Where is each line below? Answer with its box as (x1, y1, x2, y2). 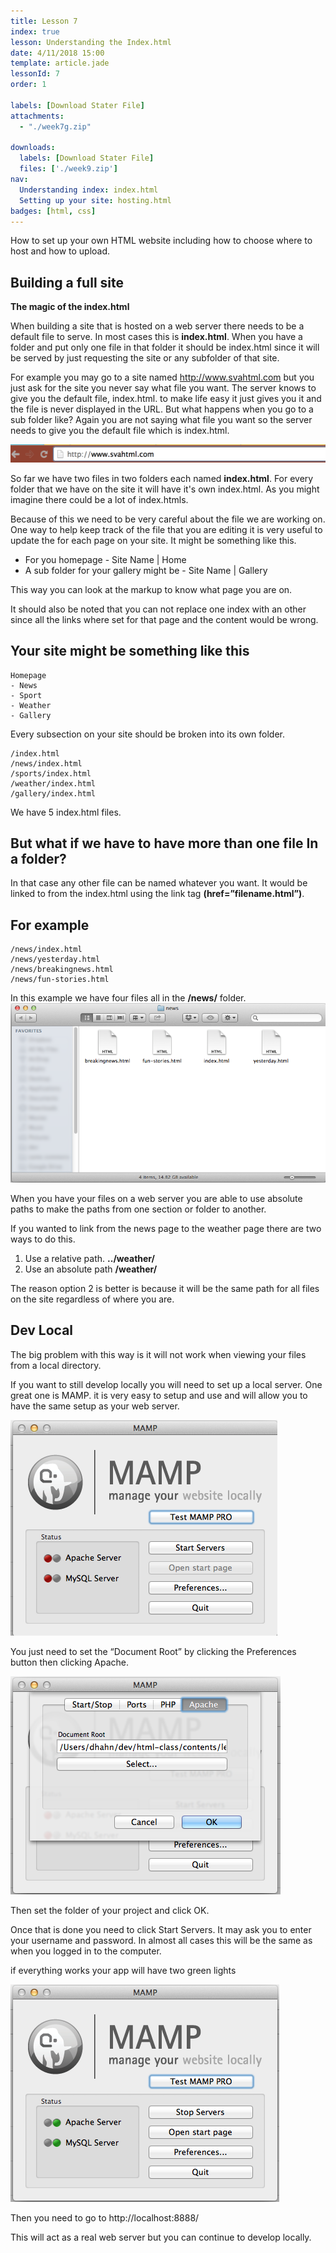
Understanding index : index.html (19, 185, 159, 195)
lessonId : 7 (10, 69, 60, 79)
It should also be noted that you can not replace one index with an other (10, 603, 307, 615)
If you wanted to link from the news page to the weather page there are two (10, 1223, 322, 1235)
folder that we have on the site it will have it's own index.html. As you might (10, 483, 320, 495)
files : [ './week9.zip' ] (19, 164, 118, 174)
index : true (10, 26, 60, 37)
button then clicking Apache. (10, 1656, 130, 1668)
